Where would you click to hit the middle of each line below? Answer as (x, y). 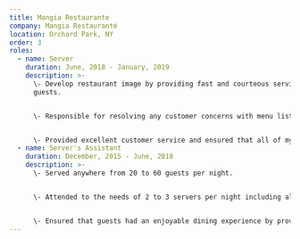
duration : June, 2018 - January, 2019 (97, 68)
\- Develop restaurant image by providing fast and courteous (151, 84)
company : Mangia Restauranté (63, 26)
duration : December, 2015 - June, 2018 (100, 157)
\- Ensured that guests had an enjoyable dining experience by (153, 221)
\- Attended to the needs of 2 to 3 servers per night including (157, 197)
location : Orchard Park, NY (62, 34)
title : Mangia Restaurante (59, 17)
